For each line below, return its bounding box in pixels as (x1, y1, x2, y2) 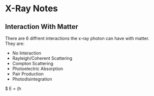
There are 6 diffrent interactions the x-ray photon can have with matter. (5, 35, 150, 41)
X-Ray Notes (5, 3, 58, 14)
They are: (5, 41, 25, 47)
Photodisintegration (12, 76, 53, 82)
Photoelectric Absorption (12, 66, 63, 72)
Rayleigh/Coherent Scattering (12, 55, 73, 61)
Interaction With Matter (5, 23, 79, 31)
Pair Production (12, 71, 44, 76)
